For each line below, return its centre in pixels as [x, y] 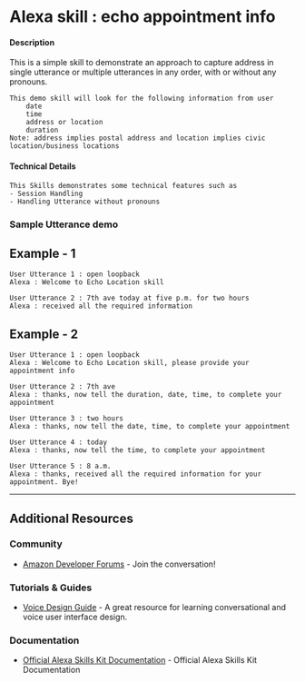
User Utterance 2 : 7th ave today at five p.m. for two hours [129, 298]
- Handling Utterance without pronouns [85, 202]
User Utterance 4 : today [58, 442]
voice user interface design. [75, 617]
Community [36, 544]
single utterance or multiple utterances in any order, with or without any [143, 72]
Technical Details [43, 166]
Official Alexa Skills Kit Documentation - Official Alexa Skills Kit [139, 660]
